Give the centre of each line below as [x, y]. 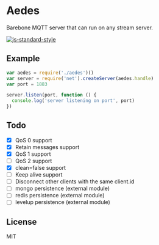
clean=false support [40, 168]
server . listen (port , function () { [51, 95]
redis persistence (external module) [60, 196]
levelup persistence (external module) [63, 202]
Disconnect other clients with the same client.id [75, 181]
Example [23, 59]
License [22, 221]
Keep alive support [39, 175]
